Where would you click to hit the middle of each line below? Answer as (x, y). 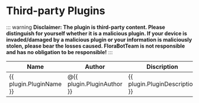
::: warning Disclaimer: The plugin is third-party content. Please (86, 27)
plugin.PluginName (36, 84)
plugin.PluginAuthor (95, 84)
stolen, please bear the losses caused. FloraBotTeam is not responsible (96, 46)
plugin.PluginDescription (162, 84)
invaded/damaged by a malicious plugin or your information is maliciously (99, 39)
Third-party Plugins (56, 11)
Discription (162, 67)
